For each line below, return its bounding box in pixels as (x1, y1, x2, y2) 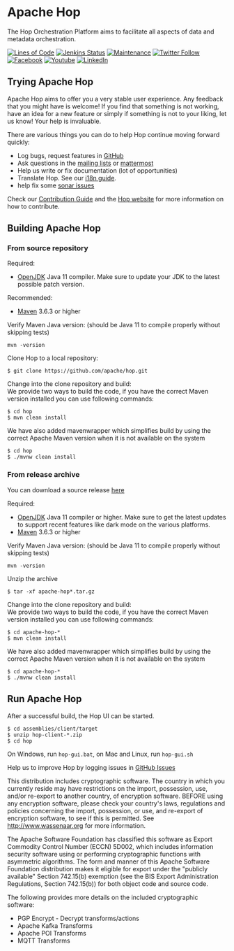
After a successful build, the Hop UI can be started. (7, 711, 155, 720)
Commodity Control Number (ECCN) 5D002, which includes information (7, 842, 214, 850)
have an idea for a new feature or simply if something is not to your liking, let (7, 109, 227, 117)
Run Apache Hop (7, 693, 82, 705)
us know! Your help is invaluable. (7, 117, 102, 125)
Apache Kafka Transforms (17, 921, 93, 930)
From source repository (7, 243, 88, 253)
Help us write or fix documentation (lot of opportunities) (17, 166, 178, 175)
